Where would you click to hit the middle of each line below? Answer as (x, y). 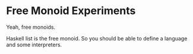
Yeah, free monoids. (31, 27)
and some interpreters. (34, 45)
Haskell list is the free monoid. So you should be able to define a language (97, 38)
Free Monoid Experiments (71, 11)
